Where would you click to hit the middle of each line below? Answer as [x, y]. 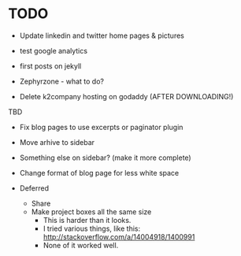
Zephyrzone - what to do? [62, 81]
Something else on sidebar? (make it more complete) [105, 158]
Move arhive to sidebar [57, 142]
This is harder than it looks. [87, 220]
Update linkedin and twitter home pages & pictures [102, 35]
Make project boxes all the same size [91, 211]
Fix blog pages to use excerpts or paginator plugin [101, 127]
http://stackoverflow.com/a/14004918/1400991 [119, 236]
